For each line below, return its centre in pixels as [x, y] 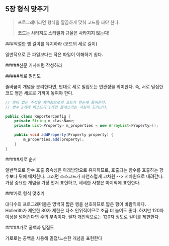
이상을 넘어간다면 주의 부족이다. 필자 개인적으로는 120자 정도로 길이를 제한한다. [82, 217]
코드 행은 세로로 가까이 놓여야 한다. [39, 93]
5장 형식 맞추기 [27, 9]
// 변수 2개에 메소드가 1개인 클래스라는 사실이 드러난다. [57, 107]
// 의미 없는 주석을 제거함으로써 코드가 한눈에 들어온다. [56, 103]
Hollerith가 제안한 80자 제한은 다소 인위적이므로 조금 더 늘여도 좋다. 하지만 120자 [84, 210]
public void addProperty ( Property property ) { [64, 135]
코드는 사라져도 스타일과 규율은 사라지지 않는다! [63, 33]
